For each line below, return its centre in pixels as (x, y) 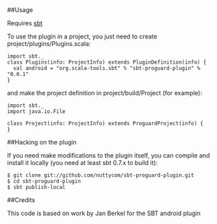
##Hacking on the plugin (42, 142)
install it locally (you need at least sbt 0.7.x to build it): (82, 163)
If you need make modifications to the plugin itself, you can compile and (108, 155)
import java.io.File (37, 112)
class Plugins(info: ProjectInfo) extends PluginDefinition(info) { (107, 62)
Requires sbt (25, 23)
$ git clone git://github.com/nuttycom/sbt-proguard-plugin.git (101, 175)
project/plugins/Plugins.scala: (49, 43)
